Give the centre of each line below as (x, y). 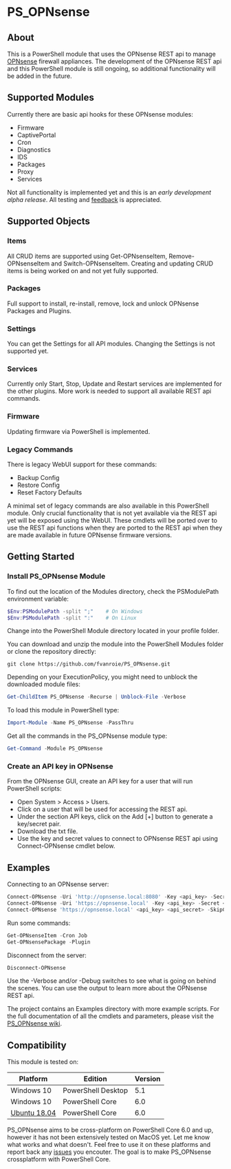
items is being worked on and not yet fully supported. (83, 270)
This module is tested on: (43, 1062)
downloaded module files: (44, 684)
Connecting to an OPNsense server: (58, 884)
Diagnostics (34, 150)
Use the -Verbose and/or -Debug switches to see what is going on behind (112, 981)
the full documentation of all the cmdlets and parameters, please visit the (111, 1016)
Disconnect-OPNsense (37, 968)
